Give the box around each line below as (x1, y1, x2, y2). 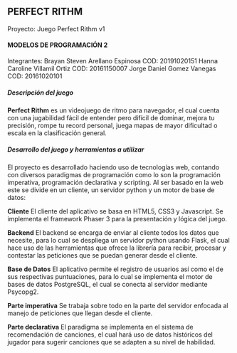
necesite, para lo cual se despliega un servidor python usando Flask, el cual (7, 236, 230, 244)
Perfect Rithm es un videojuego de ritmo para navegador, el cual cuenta (7, 106, 220, 115)
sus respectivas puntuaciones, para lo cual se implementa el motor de (7, 272, 213, 280)
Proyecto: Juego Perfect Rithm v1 (7, 24, 105, 33)
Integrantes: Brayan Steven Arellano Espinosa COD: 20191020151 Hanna (7, 57, 218, 65)
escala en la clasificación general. (7, 128, 107, 137)
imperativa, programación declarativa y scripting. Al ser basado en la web (7, 178, 223, 186)
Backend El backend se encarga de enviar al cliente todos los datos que (7, 228, 219, 237)
